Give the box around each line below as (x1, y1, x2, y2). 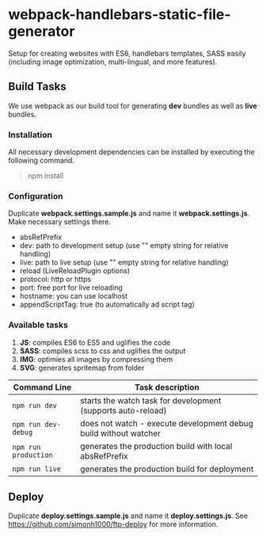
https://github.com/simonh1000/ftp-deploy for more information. (8, 520, 218, 529)
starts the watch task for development (80, 394, 222, 406)
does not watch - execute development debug (80, 417, 253, 428)
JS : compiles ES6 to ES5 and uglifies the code (19, 337, 171, 347)
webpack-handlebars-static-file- (8, 6, 231, 24)
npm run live (12, 464, 62, 473)
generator (8, 22, 75, 40)
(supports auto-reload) (80, 405, 168, 416)
